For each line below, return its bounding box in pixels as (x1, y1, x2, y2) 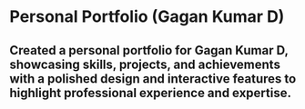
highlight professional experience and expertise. (9, 84, 291, 101)
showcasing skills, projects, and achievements (9, 56, 280, 72)
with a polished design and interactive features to (9, 71, 297, 86)
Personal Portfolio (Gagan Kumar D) (9, 6, 285, 27)
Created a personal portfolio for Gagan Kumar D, (9, 43, 289, 58)
